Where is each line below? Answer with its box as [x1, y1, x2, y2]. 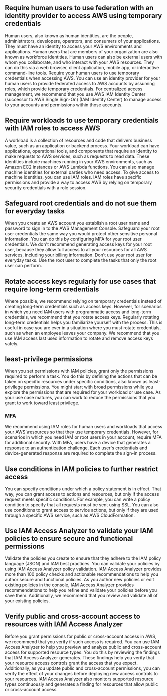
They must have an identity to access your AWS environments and [5, 43, 142, 49]
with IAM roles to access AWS [5, 124, 101, 133]
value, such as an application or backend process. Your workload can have [5, 142, 160, 149]
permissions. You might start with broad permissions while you [24, 384, 154, 390]
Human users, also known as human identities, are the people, [5, 32, 133, 39]
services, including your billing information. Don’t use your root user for [5, 252, 152, 258]
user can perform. [5, 263, 42, 269]
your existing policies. [5, 598, 50, 604]
